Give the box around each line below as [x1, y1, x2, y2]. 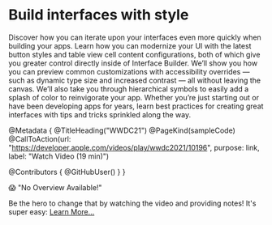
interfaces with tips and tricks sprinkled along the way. [8, 109, 192, 119]
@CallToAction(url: [8, 134, 71, 143]
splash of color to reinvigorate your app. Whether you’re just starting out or [8, 92, 260, 102]
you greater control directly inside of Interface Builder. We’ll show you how [8, 58, 258, 68]
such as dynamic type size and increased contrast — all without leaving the [8, 75, 261, 85]
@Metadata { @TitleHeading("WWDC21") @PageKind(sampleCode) [8, 125, 235, 135]
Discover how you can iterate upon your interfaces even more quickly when [8, 32, 261, 42]
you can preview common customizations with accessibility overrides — [8, 66, 250, 76]
